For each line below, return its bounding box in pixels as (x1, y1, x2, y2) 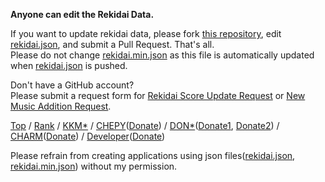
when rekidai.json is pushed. (10, 60, 128, 71)
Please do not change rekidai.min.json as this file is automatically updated (10, 49, 315, 61)
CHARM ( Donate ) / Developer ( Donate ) (10, 130, 166, 142)
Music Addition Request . (10, 100, 112, 112)
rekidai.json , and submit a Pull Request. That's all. (10, 39, 215, 50)
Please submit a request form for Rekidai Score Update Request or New (10, 90, 306, 101)
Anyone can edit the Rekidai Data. (10, 9, 155, 20)
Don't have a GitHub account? (10, 79, 135, 91)
